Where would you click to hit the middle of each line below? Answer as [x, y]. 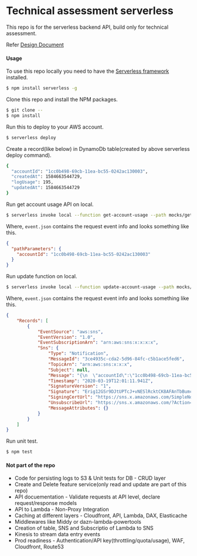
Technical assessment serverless [90, 11]
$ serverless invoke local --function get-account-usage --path [86, 215]
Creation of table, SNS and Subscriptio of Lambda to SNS [84, 528]
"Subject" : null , [69, 370]
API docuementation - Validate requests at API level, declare [87, 497]
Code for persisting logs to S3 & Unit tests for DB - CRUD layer [90, 478]
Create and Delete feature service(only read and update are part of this [100, 484]
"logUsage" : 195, [33, 182]
